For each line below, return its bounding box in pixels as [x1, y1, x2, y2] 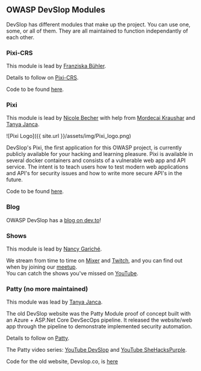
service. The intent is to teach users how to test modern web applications [6, 163, 188, 170]
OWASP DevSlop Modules [6, 5, 105, 15]
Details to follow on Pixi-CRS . [6, 74, 79, 81]
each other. [6, 33, 35, 41]
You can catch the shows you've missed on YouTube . [6, 270, 138, 276]
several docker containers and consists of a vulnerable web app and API [6, 157, 186, 164]
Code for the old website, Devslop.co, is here [6, 358, 119, 365]
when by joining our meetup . [6, 263, 77, 270]
